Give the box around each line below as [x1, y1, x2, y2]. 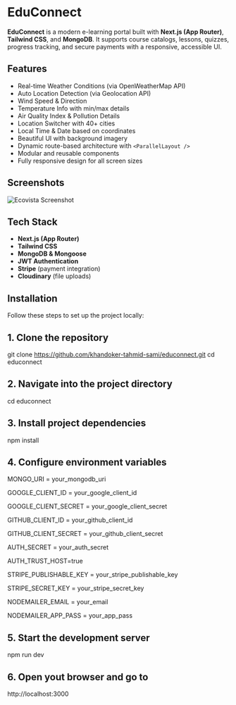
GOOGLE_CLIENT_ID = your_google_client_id [7, 489, 137, 497]
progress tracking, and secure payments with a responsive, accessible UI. [7, 42, 222, 51]
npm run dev [7, 651, 44, 659]
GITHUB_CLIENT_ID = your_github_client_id [7, 516, 133, 525]
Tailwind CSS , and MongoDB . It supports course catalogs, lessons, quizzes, [7, 35, 230, 43]
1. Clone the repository [7, 332, 109, 344]
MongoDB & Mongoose [17, 249, 87, 258]
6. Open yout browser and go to [7, 670, 149, 683]
